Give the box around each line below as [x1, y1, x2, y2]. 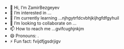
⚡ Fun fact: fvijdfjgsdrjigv [9, 38, 61, 44]
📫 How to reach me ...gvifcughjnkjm [9, 26, 85, 31]
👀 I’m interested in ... [9, 10, 52, 16]
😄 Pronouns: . [9, 33, 39, 39]
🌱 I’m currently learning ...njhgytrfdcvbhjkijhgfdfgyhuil [9, 15, 120, 21]
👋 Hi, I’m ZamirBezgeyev [9, 5, 60, 10]
